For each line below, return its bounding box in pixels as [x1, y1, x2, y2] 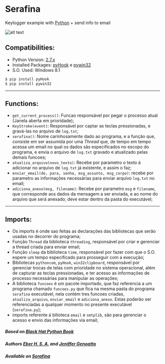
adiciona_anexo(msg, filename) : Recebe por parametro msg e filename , [12, 186, 156, 192]
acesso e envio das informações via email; [12, 317, 99, 323]
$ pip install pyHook [5, 76, 50, 82]
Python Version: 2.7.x [12, 57, 55, 63]
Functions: [5, 99, 39, 108]
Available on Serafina [5, 353, 51, 359]
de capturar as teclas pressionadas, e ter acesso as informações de [12, 270, 150, 276]
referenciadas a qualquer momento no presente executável [12, 301, 132, 307]
